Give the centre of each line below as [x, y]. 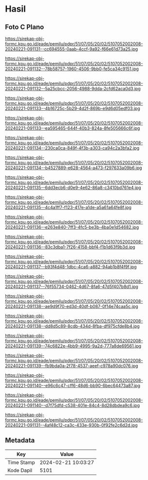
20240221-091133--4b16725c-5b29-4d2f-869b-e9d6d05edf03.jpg [73, 108]
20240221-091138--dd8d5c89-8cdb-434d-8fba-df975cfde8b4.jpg [72, 326]
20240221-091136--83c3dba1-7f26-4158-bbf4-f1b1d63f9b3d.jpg [70, 247]
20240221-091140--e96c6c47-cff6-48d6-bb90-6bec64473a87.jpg [73, 385]
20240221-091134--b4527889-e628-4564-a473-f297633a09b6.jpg [74, 168]
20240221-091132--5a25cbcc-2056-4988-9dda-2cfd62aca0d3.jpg [73, 88]
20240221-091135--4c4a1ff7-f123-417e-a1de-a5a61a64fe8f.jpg [68, 207]
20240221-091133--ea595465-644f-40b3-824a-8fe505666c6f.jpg [73, 128]
